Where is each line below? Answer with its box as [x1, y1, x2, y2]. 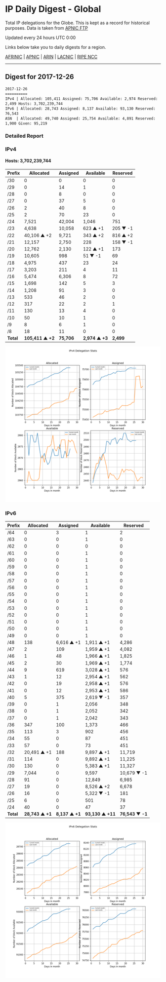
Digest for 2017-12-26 [5, 73, 74, 81]
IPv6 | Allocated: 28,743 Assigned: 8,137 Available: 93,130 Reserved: [5, 106, 156, 111]
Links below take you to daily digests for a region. [5, 44, 106, 50]
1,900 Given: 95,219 [5, 121, 48, 126]
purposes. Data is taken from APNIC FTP [5, 25, 88, 31]
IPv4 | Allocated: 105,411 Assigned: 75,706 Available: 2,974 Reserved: [5, 96, 158, 101]
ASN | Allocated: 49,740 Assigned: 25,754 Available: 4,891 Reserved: [5, 116, 156, 121]
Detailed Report [5, 132, 43, 139]
